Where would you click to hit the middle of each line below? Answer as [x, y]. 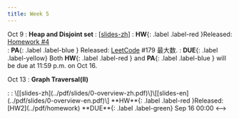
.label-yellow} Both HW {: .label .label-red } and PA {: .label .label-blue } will [117, 58]
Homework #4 [29, 41]
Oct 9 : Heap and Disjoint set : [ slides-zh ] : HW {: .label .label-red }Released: [120, 34]
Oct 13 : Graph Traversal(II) [48, 79]
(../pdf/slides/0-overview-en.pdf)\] [59, 101]
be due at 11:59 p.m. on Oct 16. [52, 65]
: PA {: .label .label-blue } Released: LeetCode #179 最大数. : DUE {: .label [113, 50]
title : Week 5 [29, 14]
